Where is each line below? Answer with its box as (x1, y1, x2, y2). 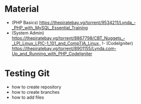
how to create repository (11, 84, 61, 90)
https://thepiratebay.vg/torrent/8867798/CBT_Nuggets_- (11, 35, 125, 41)
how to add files (11, 94, 44, 100)
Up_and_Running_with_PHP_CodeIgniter (11, 50, 93, 57)
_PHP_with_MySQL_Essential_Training (11, 24, 88, 30)
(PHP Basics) (11, 20, 39, 25)
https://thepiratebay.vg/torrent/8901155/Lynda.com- (11, 45, 117, 51)
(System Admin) (11, 30, 44, 36)
